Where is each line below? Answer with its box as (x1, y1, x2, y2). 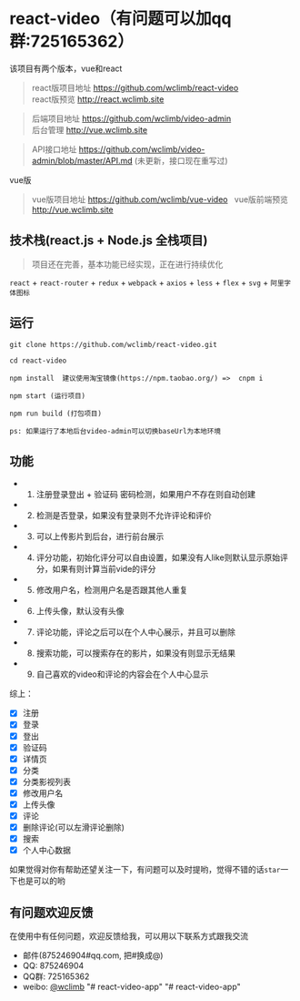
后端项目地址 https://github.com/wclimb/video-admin (31, 113, 232, 124)
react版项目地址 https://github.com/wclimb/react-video (31, 82, 239, 93)
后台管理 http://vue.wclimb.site (31, 124, 148, 135)
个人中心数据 (22, 844, 71, 856)
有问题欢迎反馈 (9, 904, 94, 920)
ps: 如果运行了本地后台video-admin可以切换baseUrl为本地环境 (9, 426, 221, 435)
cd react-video (9, 356, 67, 365)
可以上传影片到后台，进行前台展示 (35, 531, 165, 542)
